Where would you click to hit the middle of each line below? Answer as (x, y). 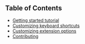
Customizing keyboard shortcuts (46, 25)
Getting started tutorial (35, 20)
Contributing (25, 36)
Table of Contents (34, 8)
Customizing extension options (44, 31)
